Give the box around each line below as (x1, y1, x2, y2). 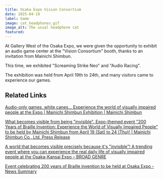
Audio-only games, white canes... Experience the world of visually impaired (5, 104, 156, 110)
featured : (5, 30, 25, 34)
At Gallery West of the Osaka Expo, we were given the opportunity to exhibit (5, 43, 157, 49)
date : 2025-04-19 (5, 12, 40, 16)
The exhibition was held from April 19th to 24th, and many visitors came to (5, 72, 154, 78)
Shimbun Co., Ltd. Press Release (5, 134, 70, 140)
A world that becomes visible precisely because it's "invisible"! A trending (5, 144, 153, 149)
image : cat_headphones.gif (5, 20, 60, 26)
